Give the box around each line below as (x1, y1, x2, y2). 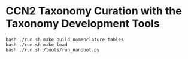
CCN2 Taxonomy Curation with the (5, 4, 182, 18)
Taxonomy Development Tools (5, 17, 160, 30)
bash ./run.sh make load (5, 42, 68, 48)
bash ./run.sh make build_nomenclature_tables (5, 36, 124, 42)
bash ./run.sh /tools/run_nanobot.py (5, 46, 100, 53)
